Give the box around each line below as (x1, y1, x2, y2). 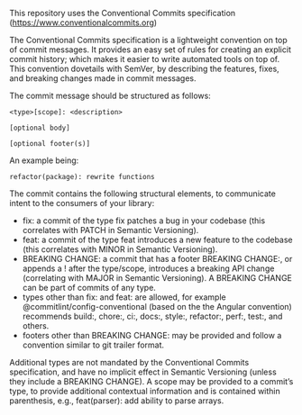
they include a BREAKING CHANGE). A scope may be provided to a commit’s (9, 376, 294, 386)
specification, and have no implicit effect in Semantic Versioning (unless (9, 366, 277, 377)
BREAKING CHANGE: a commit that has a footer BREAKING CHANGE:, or (22, 254, 293, 264)
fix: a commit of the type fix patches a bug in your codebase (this (22, 215, 266, 226)
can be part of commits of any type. (22, 283, 156, 293)
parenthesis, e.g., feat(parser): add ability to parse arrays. (9, 395, 224, 406)
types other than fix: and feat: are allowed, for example (22, 292, 227, 302)
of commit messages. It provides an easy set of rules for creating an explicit (9, 44, 291, 55)
